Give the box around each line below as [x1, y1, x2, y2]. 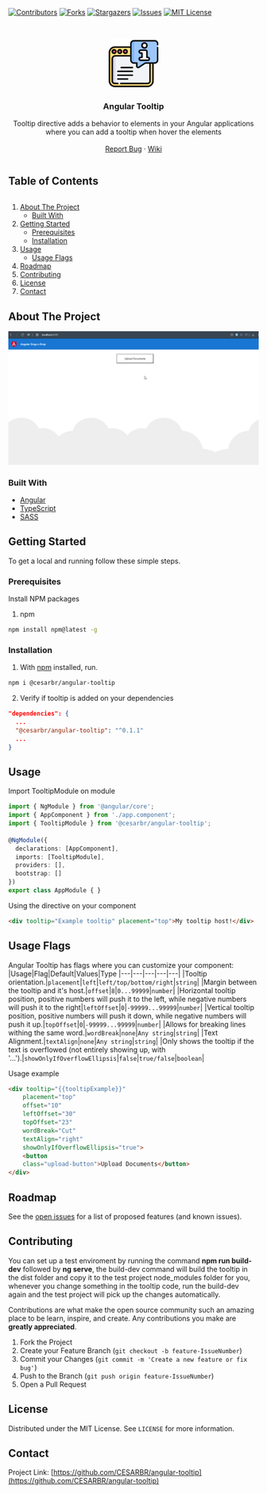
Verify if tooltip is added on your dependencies [19, 694, 174, 703]
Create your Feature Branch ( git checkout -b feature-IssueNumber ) [19, 1345, 242, 1355]
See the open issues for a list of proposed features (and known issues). [8, 1212, 242, 1221]
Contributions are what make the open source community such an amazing [8, 1305, 254, 1314]
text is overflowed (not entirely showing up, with [8, 1045, 166, 1054]
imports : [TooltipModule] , [15, 853, 105, 861]
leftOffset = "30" [22, 1110, 77, 1118]
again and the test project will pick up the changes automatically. [8, 1290, 221, 1299]
